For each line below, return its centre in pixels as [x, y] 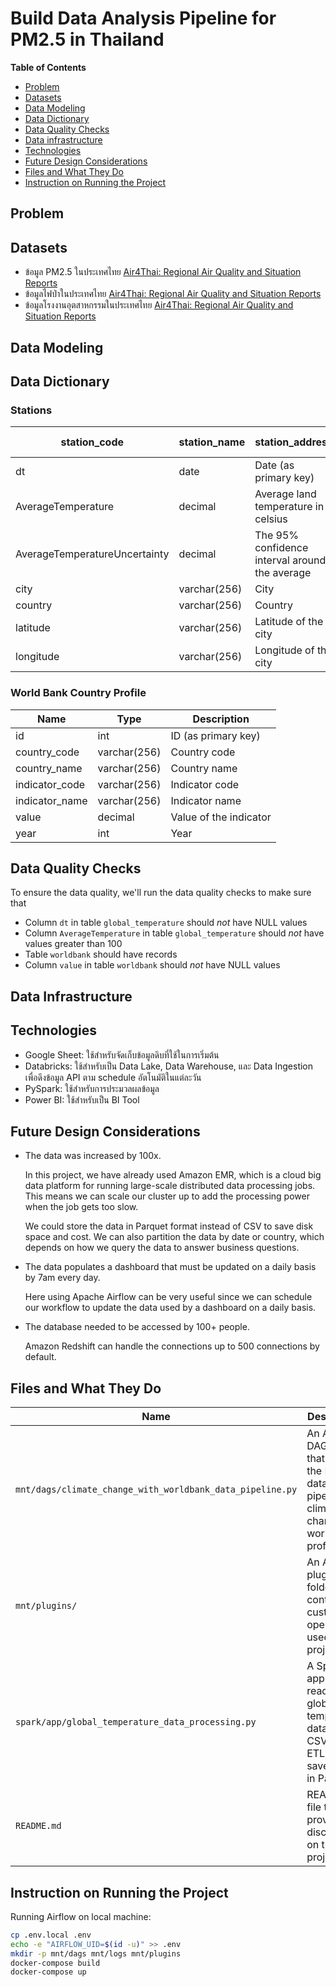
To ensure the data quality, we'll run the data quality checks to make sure [161, 893]
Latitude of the [289, 622]
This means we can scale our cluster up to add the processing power [167, 1196]
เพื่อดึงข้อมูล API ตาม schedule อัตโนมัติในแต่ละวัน [113, 1077]
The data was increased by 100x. [93, 1156]
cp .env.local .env [51, 1935]
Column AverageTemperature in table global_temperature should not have [174, 933]
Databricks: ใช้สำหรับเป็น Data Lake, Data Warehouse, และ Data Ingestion [169, 1066]
